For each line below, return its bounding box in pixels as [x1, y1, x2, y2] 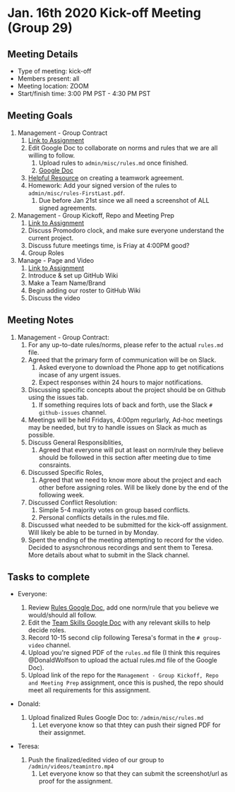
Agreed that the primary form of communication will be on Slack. [28, 355, 217, 364]
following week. [38, 490, 85, 499]
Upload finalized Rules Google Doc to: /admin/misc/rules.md [28, 714, 204, 722]
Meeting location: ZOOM [17, 82, 90, 90]
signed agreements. [38, 203, 97, 212]
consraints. [38, 461, 72, 469]
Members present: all [17, 74, 80, 83]
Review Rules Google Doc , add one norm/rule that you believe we [28, 603, 219, 612]
